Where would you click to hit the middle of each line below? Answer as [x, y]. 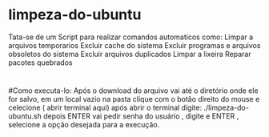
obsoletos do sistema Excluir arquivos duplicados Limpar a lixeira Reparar [130, 54]
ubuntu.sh [25, 116]
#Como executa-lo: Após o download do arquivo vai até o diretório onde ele [133, 91]
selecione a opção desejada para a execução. [84, 125]
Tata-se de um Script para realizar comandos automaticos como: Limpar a [131, 37]
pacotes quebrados [40, 62]
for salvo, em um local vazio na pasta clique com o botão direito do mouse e [134, 99]
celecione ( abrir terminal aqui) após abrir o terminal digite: [105, 108]
